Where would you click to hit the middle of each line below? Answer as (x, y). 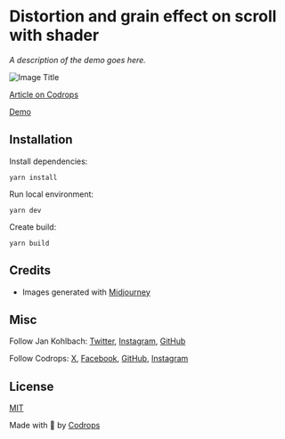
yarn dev (25, 210)
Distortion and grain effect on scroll (143, 16)
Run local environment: (52, 194)
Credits (30, 270)
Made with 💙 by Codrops (55, 426)
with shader (54, 35)
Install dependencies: (49, 161)
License (32, 386)
